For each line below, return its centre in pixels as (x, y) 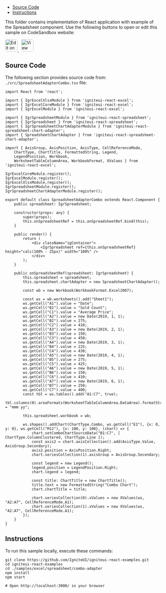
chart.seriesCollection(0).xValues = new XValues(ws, (88, 498)
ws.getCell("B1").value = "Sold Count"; (65, 308)
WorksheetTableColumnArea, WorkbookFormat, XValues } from (76, 161)
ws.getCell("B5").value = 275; (55, 359)
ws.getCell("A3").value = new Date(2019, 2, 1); (74, 329)
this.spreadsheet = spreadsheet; (57, 277)
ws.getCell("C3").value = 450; (55, 338)
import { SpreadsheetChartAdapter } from (48, 135)
